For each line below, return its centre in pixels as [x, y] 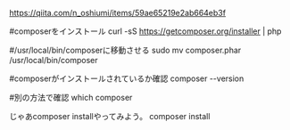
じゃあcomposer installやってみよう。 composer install [110, 116]
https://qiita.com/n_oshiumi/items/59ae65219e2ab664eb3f [117, 13]
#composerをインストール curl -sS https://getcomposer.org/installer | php [145, 31]
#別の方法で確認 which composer [71, 97]
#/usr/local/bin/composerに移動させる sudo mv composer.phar [125, 50]
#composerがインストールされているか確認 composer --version [127, 78]
